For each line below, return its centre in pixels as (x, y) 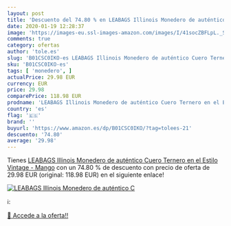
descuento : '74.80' (35, 134)
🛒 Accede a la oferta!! (38, 216)
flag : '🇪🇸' (24, 115)
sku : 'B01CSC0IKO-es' (38, 64)
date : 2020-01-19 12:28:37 (46, 26)
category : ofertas (33, 45)
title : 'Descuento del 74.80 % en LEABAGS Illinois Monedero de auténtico (117, 20)
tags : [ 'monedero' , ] (40, 71)
